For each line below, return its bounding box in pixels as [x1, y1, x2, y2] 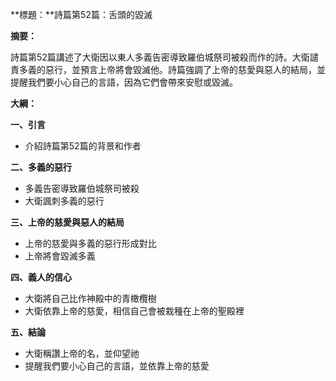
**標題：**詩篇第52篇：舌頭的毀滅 [10, 9, 153, 20]
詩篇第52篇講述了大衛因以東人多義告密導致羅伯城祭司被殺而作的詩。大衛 [10, 51, 310, 63]
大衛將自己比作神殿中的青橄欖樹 [24, 293, 157, 304]
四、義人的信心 [10, 271, 72, 283]
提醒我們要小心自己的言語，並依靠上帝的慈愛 [24, 360, 210, 372]
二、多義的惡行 [10, 161, 72, 173]
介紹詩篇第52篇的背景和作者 [24, 140, 142, 152]
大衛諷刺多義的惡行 [24, 195, 105, 207]
